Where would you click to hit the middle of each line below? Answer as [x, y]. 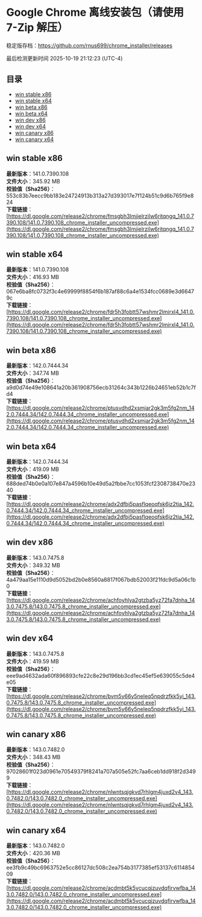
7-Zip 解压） [37, 28]
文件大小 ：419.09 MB [33, 469]
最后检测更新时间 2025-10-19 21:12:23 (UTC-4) [65, 58]
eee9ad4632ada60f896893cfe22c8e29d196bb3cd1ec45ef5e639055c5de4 [101, 675]
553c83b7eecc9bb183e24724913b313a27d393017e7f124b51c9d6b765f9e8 [100, 196]
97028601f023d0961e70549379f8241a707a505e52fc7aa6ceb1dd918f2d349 [101, 772]
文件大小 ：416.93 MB [33, 277]
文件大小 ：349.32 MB [33, 565]
